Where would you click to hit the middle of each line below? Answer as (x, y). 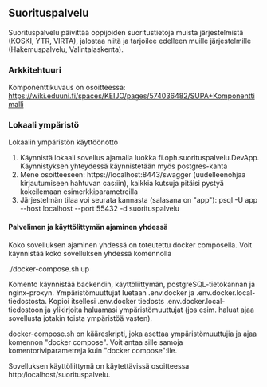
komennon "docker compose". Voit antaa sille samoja (96, 342)
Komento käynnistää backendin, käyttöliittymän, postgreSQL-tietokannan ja (132, 284)
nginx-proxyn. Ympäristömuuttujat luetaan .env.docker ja (102, 292)
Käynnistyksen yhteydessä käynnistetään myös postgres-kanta (124, 166)
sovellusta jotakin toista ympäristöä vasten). (80, 318)
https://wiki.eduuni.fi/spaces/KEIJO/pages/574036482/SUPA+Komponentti (132, 96)
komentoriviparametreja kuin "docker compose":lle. (93, 350)
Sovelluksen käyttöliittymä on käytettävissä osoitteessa (99, 365)
